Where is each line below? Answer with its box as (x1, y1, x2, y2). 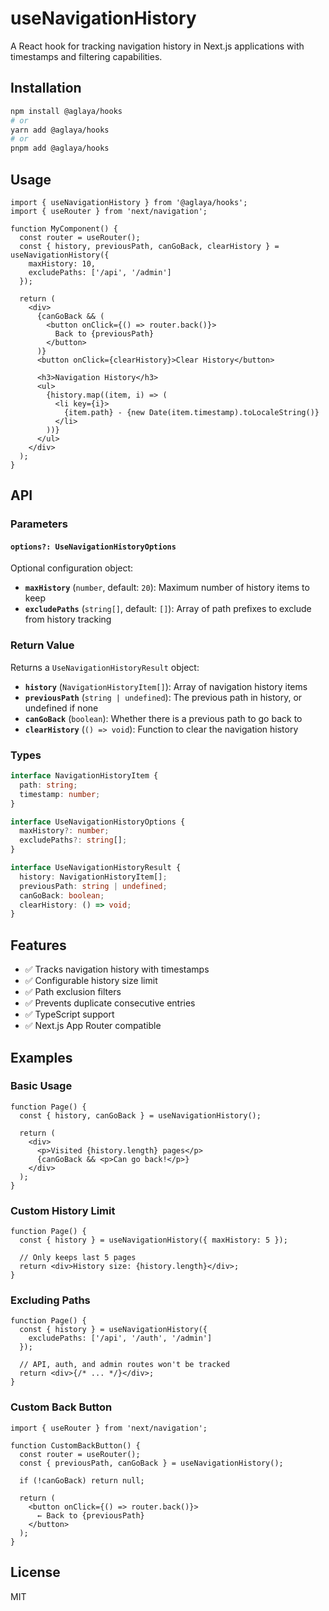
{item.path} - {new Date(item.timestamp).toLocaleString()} (63, 407, 320, 417)
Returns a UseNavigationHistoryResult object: (10, 661, 200, 673)
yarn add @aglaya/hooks (10, 125, 110, 135)
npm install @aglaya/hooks (10, 106, 123, 116)
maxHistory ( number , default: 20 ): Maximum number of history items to (24, 582, 310, 594)
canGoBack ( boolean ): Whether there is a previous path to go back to (24, 712, 303, 724)
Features (10, 937, 67, 954)
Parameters (10, 517, 68, 531)
